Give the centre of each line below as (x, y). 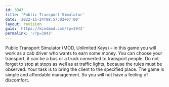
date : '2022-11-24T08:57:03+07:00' (43, 19)
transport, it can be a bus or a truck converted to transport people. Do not (82, 58)
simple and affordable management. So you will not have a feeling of (77, 75)
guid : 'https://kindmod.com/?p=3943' (45, 29)
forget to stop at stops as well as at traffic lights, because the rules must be (84, 64)
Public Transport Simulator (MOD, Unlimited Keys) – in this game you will (81, 48)
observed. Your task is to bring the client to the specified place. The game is (85, 69)
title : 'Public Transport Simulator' (45, 15)
